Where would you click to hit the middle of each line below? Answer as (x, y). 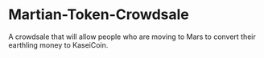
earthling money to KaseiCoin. (58, 44)
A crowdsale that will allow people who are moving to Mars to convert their (132, 37)
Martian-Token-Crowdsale (99, 15)
